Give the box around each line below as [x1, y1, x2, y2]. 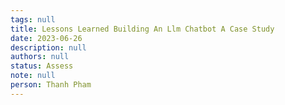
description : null [10, 42, 87, 53]
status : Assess [10, 61, 74, 71]
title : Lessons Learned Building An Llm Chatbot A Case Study [10, 24, 275, 34]
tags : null [10, 14, 56, 25]
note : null [10, 71, 56, 81]
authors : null [10, 52, 70, 62]
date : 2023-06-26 [10, 33, 83, 43]
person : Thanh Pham [10, 80, 92, 90]
